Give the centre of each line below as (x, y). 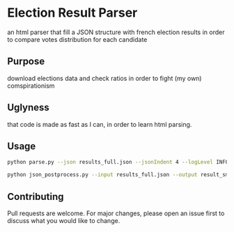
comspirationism (31, 86)
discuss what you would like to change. (64, 220)
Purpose (26, 62)
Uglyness (29, 108)
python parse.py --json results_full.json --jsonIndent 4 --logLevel (110, 162)
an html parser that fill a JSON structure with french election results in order (116, 32)
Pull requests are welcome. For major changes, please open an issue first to (116, 213)
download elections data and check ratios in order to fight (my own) (104, 78)
